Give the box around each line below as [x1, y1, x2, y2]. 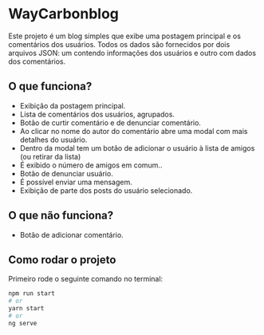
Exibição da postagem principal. [19, 100, 126, 110]
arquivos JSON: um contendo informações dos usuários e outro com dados [8, 48, 257, 57]
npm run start [8, 290, 56, 298]
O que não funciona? [8, 209, 114, 223]
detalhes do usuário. [19, 135, 88, 144]
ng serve [8, 319, 37, 327]
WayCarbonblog [8, 5, 120, 23]
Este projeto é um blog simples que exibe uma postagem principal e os [8, 31, 242, 41]
